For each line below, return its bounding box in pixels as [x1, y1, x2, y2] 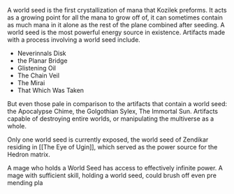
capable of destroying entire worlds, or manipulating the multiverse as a [7, 114, 214, 123]
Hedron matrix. [7, 150, 50, 158]
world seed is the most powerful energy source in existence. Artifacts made [7, 28, 226, 36]
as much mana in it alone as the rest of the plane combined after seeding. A [7, 21, 225, 29]
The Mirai [17, 79, 45, 87]
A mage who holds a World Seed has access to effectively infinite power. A [7, 164, 224, 172]
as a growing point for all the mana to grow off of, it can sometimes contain [7, 13, 224, 22]
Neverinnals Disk [17, 49, 66, 57]
